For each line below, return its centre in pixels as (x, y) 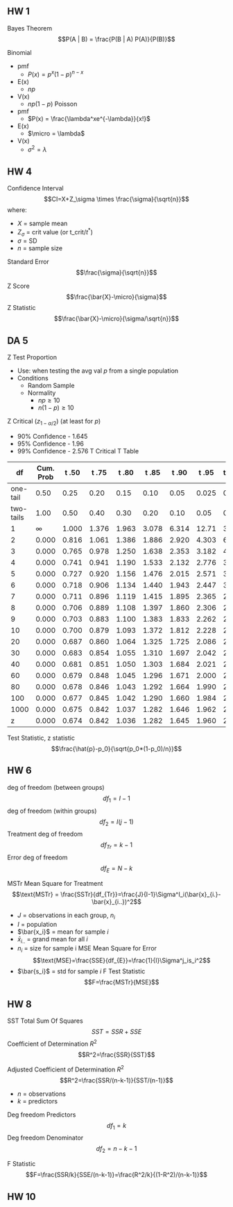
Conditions (33, 378)
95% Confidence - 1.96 (51, 444)
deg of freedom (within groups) (52, 811)
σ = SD (27, 241)
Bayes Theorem (30, 28)
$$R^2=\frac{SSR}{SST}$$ (116, 1054)
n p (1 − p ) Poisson (52, 104)
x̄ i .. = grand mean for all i (52, 940)
